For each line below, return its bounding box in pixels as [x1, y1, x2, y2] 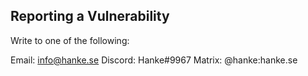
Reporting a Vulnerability [10, 8, 170, 25]
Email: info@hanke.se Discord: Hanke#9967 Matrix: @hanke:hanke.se [10, 54, 298, 66]
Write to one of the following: [10, 34, 130, 46]
